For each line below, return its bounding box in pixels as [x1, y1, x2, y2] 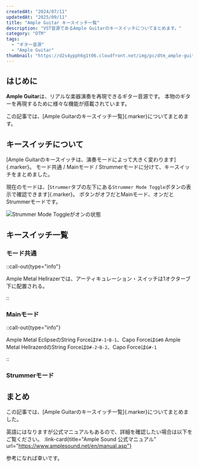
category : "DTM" [6, 31, 46, 37]
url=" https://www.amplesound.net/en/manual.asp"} [6, 442, 132, 449]
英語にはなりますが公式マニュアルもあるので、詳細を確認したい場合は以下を [6, 428, 193, 435]
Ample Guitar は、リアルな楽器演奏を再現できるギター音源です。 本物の [6, 93, 181, 100]
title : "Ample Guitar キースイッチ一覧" [6, 20, 100, 25]
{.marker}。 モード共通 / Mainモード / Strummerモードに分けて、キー [6, 163, 175, 170]
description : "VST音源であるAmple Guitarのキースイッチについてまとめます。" [6, 25, 182, 31]
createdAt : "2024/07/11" [6, 8, 68, 15]
